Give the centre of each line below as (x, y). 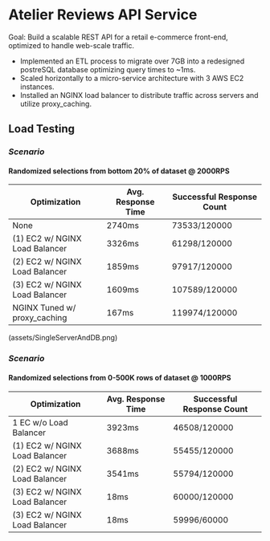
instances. (37, 87)
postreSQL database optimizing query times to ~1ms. (108, 69)
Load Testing (41, 129)
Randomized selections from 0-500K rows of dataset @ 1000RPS (120, 377)
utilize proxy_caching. (56, 104)
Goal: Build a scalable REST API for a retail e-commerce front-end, (119, 37)
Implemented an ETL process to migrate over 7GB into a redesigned (132, 61)
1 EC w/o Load (40, 422)
